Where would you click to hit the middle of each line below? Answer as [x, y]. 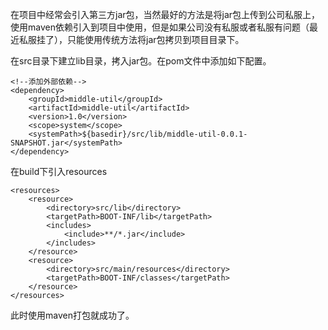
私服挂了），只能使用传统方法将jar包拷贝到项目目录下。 [131, 39]
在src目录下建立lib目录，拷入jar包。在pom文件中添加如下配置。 [141, 61]
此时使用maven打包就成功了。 [72, 315]
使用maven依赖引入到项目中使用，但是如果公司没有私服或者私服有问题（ [160, 27]
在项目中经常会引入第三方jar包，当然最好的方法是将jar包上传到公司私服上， [165, 14]
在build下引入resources [59, 171]
